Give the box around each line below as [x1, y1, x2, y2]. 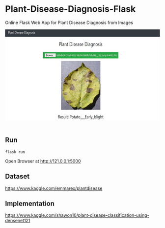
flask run [5, 149, 26, 155]
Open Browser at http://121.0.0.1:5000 [5, 158, 81, 164]
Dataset [5, 172, 30, 181]
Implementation [5, 199, 55, 207]
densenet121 [5, 218, 30, 224]
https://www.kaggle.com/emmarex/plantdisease [5, 185, 103, 191]
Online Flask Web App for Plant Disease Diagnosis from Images [5, 20, 134, 25]
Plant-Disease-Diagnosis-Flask [5, 3, 136, 15]
